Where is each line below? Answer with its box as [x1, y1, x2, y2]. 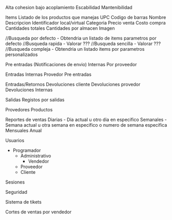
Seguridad [5, 189, 27, 195]
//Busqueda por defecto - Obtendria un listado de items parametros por [5, 35, 157, 41]
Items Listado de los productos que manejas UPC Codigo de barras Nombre [5, 14, 166, 20]
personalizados [5, 51, 38, 57]
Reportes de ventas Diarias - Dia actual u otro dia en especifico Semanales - [5, 116, 167, 123]
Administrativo [20, 153, 51, 158]
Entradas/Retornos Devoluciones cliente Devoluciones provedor [5, 82, 141, 87]
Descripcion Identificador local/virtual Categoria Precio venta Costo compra [5, 20, 166, 26]
